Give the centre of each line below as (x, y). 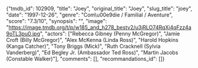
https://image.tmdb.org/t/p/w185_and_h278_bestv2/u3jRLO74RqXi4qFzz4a (100, 27)
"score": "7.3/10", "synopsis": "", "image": (57, 21)
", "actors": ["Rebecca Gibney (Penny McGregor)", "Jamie (110, 34)
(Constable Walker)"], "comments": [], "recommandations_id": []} (85, 59)
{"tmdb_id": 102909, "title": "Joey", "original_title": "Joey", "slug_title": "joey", (99, 9)
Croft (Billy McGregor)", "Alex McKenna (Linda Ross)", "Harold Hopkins (92, 40)
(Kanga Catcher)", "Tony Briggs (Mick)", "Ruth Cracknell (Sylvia (83, 46)
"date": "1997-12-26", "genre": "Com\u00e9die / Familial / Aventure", (90, 15)
